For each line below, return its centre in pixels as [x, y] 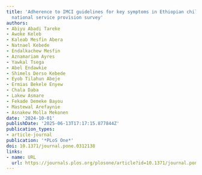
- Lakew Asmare [25, 96]
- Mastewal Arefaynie [33, 107]
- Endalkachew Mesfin [33, 51]
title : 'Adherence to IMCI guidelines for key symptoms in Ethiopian [95, 12]
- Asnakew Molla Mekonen [37, 112]
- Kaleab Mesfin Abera [35, 40]
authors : [17, 23]
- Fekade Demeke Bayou [35, 101]
